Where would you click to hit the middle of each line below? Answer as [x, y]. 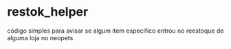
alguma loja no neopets [40, 37]
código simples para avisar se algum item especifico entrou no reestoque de [115, 31]
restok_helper [48, 12]
